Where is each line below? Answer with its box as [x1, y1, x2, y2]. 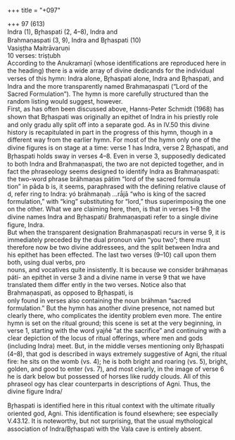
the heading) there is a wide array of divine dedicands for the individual [7, 66, 215, 75]
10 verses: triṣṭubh [7, 51, 61, 59]
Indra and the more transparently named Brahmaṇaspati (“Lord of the [7, 82, 208, 90]
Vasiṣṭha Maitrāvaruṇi [7, 44, 70, 52]
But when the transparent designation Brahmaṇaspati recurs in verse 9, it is [7, 228, 226, 236]
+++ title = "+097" [7, 6, 61, 14]
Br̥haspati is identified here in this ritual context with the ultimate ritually [7, 401, 215, 410]
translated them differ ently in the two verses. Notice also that [7, 281, 186, 288]
